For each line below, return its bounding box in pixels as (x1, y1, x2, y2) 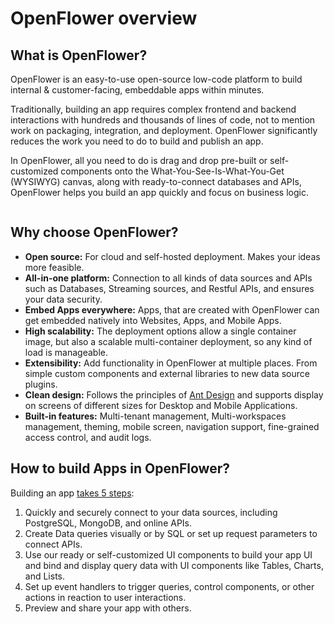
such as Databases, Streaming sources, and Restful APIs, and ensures (24, 282, 315, 294)
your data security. (24, 293, 103, 305)
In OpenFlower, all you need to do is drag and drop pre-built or (10, 155, 268, 166)
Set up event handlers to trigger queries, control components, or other (24, 580, 315, 592)
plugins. (24, 378, 58, 390)
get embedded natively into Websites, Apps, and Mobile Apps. (24, 314, 282, 326)
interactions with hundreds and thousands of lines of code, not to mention (10, 114, 316, 126)
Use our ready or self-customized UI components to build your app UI (24, 548, 313, 561)
